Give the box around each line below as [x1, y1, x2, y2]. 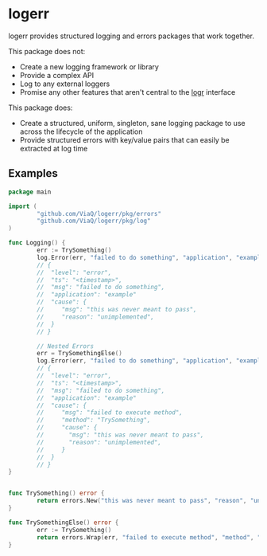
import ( [8, 202, 37, 210]
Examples [8, 166, 58, 180]
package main [8, 188, 52, 196]
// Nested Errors [37, 342, 94, 350]
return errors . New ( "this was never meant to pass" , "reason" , [37, 497, 247, 505]
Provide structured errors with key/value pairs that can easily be [19, 135, 230, 144]
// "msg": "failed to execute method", [37, 409, 183, 417]
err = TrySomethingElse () [37, 350, 123, 358]
